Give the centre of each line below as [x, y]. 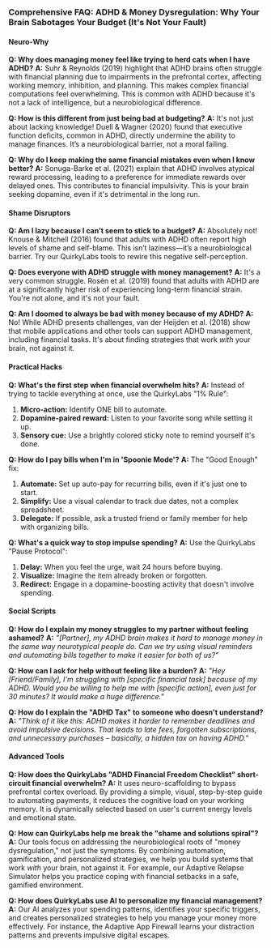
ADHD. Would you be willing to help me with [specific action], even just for [133, 688]
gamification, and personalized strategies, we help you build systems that [131, 859]
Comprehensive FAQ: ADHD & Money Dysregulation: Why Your [134, 12]
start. [29, 492]
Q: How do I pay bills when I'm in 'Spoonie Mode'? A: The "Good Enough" [133, 459]
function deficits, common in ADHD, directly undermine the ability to [122, 135]
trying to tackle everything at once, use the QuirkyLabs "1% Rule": [119, 393]
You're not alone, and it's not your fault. [74, 298]
